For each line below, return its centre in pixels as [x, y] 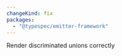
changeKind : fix [30, 13]
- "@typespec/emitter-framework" [61, 26]
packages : [21, 20]
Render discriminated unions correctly [61, 46]
